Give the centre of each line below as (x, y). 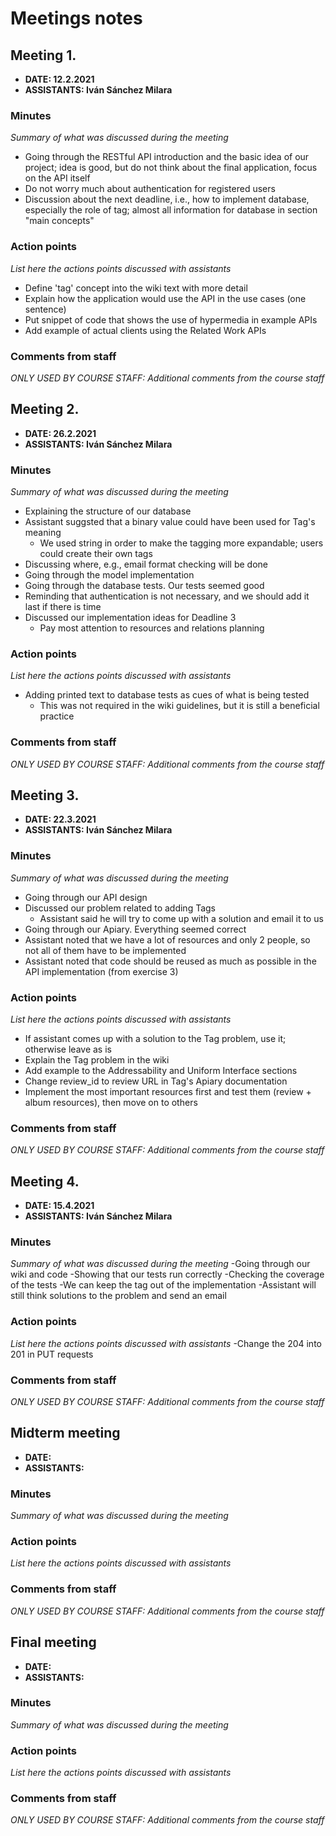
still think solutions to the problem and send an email (118, 1296)
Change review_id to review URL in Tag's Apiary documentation (156, 1081)
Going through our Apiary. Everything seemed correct (135, 929)
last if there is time (63, 606)
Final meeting (53, 1642)
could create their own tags (96, 553)
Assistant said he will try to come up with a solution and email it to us (181, 918)
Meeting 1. (43, 55)
